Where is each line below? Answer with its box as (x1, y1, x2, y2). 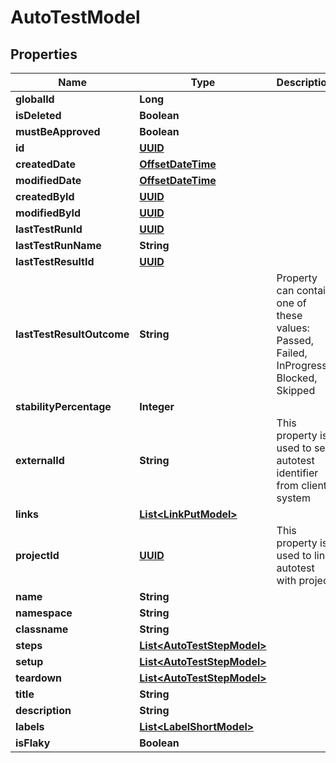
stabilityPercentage (15, 400, 112, 413)
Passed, (276, 334, 315, 347)
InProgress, (276, 359, 330, 372)
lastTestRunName (15, 239, 102, 252)
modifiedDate (15, 174, 82, 187)
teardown (15, 671, 63, 685)
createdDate (15, 157, 76, 171)
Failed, (276, 346, 308, 360)
